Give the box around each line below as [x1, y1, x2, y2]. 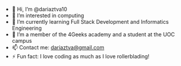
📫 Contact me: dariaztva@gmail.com [11, 44, 105, 51]
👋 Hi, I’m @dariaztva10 [11, 6, 68, 12]
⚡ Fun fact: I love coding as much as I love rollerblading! [11, 53, 150, 59]
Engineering [11, 24, 42, 32]
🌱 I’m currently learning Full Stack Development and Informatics [11, 18, 169, 25]
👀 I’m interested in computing [11, 12, 85, 19]
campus [11, 37, 32, 44]
